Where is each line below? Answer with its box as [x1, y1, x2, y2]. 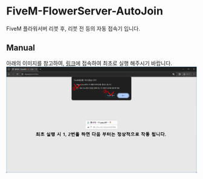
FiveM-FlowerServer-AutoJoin [6, 4, 163, 18]
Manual [6, 43, 35, 53]
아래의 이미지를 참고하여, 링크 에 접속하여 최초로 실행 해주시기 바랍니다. [6, 59, 172, 67]
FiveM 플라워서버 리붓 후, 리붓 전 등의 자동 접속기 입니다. [6, 25, 141, 32]
